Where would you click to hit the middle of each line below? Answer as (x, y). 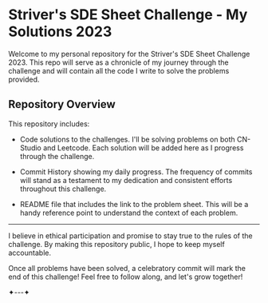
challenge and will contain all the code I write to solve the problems (119, 70)
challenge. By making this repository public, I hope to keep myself (116, 244)
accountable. (30, 253)
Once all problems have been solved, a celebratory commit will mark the (127, 268)
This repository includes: (49, 124)
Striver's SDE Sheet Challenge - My (128, 15)
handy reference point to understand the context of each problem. (129, 213)
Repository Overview (62, 104)
